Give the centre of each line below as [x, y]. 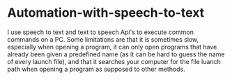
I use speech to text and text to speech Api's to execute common [100, 32]
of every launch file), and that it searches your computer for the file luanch [114, 61]
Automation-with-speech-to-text [106, 13]
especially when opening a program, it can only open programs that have [112, 47]
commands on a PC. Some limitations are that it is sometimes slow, [103, 39]
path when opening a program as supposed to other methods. [96, 69]
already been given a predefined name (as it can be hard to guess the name [116, 54]
